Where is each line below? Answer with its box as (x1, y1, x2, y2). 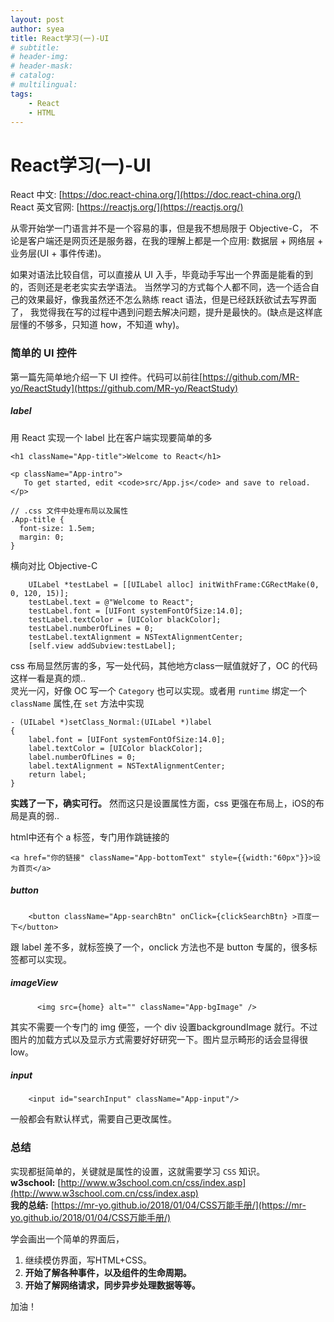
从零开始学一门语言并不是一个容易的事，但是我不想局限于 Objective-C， (10, 222, 308, 235)
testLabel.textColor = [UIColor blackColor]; (28, 614, 222, 625)
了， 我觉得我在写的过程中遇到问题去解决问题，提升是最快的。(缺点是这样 (10, 306, 315, 318)
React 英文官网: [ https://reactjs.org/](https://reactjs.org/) (10, 201, 244, 213)
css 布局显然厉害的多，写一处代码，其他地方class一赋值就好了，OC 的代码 (10, 659, 318, 671)
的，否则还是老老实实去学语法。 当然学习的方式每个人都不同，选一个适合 (10, 281, 311, 293)
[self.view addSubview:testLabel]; (28, 641, 177, 651)
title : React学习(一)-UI (10, 33, 110, 43)
